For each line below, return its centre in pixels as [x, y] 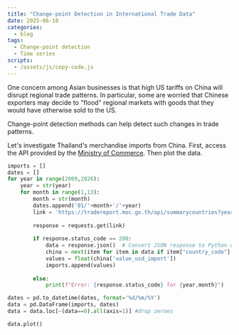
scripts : [20, 61]
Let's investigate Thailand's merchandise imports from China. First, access [117, 145]
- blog [23, 34]
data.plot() [25, 324]
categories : [25, 27]
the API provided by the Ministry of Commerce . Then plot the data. [105, 153]
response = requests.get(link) [79, 225]
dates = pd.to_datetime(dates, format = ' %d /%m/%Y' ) [84, 298]
